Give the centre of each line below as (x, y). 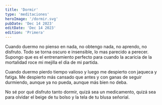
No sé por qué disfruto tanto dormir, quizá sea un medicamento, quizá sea (81, 92)
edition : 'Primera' (25, 33)
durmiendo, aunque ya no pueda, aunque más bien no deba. (66, 82)
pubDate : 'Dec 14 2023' (30, 23)
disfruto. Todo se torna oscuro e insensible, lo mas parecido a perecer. (77, 52)
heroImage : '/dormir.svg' (32, 19)
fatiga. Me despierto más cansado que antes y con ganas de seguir (73, 77)
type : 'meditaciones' (27, 14)
